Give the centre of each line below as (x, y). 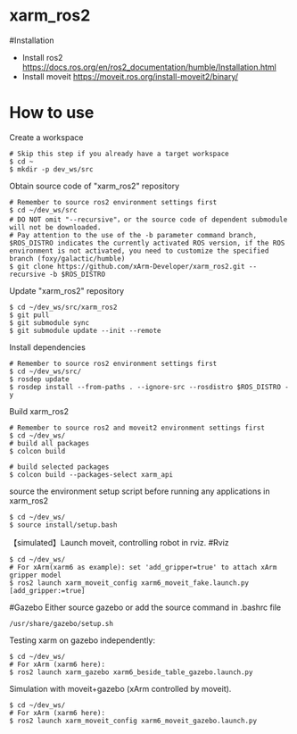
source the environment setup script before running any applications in (140, 491)
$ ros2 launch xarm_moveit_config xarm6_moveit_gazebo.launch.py (133, 721)
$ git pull (29, 315)
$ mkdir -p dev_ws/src (51, 169)
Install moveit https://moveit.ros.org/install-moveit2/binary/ (130, 76)
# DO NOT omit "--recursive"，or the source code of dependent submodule (148, 220)
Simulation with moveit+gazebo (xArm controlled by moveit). (120, 688)
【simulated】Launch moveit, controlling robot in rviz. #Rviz (119, 542)
